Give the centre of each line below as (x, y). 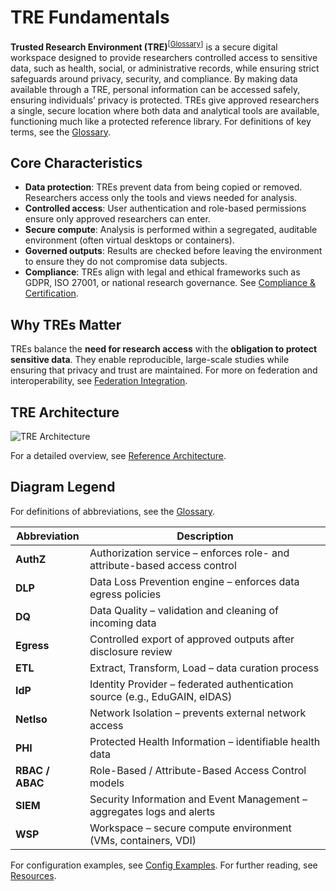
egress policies (125, 594)
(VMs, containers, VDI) (143, 840)
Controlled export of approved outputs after (192, 639)
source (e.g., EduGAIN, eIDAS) (161, 696)
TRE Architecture (65, 412)
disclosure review (131, 651)
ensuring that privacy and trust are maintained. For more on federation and (164, 370)
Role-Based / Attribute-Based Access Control (198, 770)
